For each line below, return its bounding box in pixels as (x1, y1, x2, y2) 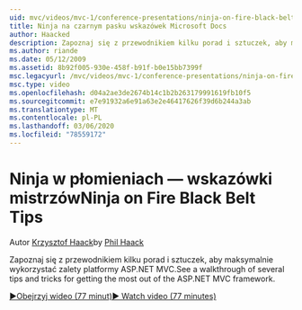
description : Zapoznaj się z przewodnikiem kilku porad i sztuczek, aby (9, 38, 288, 48)
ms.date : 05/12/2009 (9, 55, 87, 64)
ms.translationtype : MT (9, 105, 99, 114)
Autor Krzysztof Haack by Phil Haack (9, 236, 145, 247)
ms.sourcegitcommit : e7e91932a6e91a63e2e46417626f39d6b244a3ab (9, 96, 252, 106)
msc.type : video (9, 80, 70, 89)
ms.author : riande (9, 47, 78, 56)
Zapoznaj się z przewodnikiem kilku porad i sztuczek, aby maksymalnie (9, 253, 274, 265)
